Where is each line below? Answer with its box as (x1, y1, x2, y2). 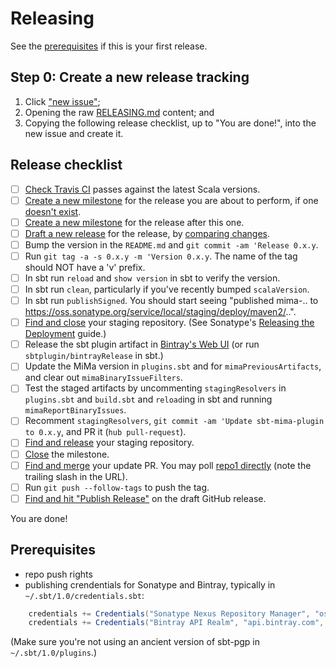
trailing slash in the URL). (24, 470, 128, 482)
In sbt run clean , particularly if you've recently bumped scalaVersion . (24, 283, 310, 295)
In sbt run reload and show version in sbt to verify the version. (24, 272, 281, 284)
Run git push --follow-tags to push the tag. (24, 481, 210, 493)
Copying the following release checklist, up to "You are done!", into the (24, 117, 317, 129)
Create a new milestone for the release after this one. (24, 216, 245, 228)
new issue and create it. (24, 127, 124, 139)
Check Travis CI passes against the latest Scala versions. (24, 183, 261, 195)
